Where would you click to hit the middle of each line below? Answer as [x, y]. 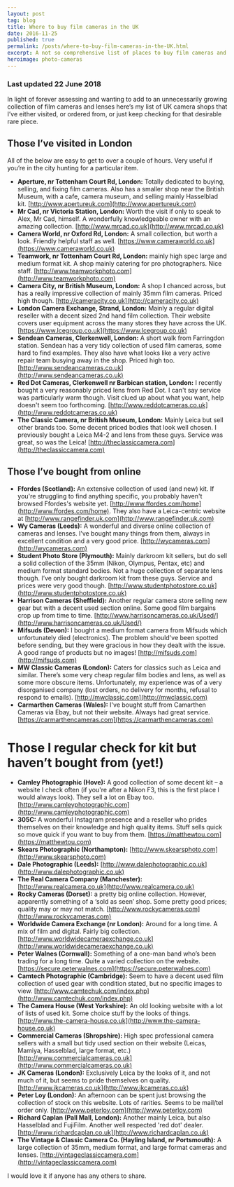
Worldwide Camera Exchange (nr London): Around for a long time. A [117, 923]
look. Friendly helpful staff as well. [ [68, 241]
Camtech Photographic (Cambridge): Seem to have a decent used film [120, 976]
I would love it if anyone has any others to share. [77, 1176]
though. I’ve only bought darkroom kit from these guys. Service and [115, 578]
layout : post [26, 14]
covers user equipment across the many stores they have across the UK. [122, 323]
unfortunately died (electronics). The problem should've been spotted [118, 637]
